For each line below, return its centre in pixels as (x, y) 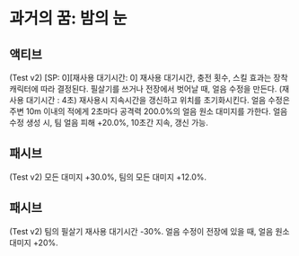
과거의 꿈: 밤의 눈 (68, 18)
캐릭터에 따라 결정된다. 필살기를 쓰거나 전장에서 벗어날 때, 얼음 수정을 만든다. (143, 89)
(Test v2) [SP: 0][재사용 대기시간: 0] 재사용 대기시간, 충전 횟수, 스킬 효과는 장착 (149, 78)
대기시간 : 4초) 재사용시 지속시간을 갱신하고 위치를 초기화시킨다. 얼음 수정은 (158, 100)
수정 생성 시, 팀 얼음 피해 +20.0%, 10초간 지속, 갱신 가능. (109, 123)
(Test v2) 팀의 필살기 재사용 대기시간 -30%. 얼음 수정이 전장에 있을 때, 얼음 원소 (149, 231)
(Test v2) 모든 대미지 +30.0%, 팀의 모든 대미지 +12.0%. (108, 177)
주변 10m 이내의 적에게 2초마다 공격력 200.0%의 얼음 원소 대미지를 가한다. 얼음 (149, 111)
